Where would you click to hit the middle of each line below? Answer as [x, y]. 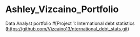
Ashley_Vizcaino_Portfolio [62, 9]
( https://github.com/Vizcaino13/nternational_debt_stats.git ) [67, 28]
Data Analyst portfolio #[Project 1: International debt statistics [70, 23]
